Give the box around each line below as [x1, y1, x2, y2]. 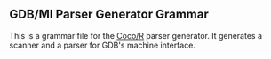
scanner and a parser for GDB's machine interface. [9, 40, 195, 50]
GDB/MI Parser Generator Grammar [9, 7, 209, 22]
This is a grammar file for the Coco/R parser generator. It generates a [9, 30, 262, 41]
